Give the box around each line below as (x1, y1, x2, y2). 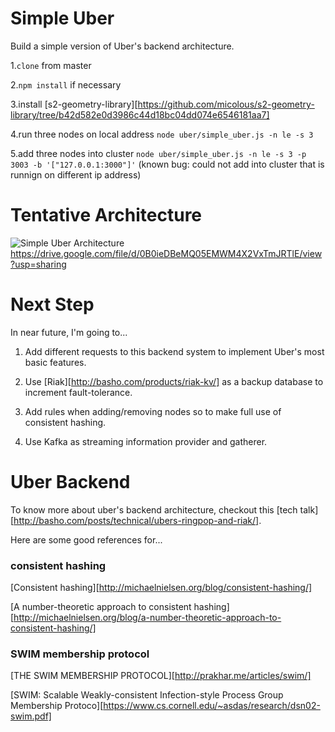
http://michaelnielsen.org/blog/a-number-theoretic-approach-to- (13, 612, 282, 624)
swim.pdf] (10, 710, 52, 722)
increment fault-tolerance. (24, 386, 133, 398)
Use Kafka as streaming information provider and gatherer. (24, 435, 268, 447)
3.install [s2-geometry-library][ (10, 98, 138, 110)
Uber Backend (10, 471, 131, 493)
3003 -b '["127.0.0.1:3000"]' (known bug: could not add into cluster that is (10, 158, 325, 170)
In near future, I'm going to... (10, 326, 128, 338)
